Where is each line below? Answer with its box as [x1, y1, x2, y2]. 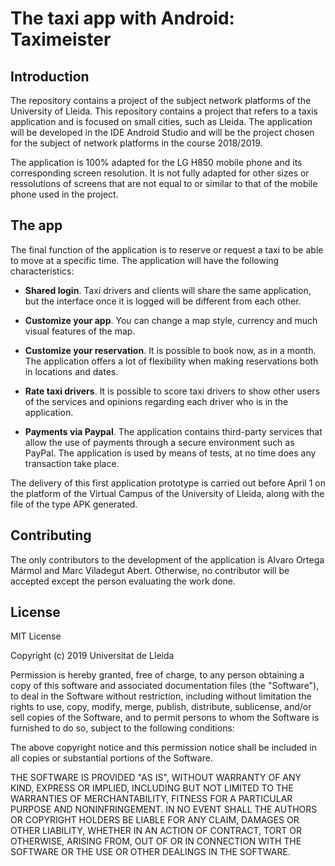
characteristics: [10, 265, 75, 277]
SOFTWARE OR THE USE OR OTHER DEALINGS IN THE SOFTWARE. [10, 846, 291, 858]
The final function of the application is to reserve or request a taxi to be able [10, 243, 324, 256]
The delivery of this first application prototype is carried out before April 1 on [10, 477, 326, 489]
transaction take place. [24, 457, 120, 469]
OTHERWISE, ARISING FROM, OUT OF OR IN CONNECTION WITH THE [10, 835, 302, 847]
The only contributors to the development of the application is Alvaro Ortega [10, 553, 325, 566]
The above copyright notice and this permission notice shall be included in [10, 742, 317, 754]
